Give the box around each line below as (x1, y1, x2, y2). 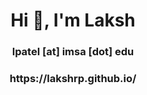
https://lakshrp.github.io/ (9, 72, 137, 86)
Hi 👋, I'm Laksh (10, 9, 136, 32)
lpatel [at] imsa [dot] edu (11, 45, 135, 59)
